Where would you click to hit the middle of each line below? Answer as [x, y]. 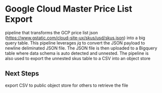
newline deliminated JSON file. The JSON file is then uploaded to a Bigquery [81, 48]
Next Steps [22, 74]
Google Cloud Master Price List [69, 9]
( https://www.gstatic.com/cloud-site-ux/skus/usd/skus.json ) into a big [75, 38]
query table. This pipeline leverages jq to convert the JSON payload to [75, 43]
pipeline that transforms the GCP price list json [52, 32]
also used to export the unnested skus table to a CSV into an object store [78, 58]
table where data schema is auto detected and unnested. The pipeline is [77, 53]
